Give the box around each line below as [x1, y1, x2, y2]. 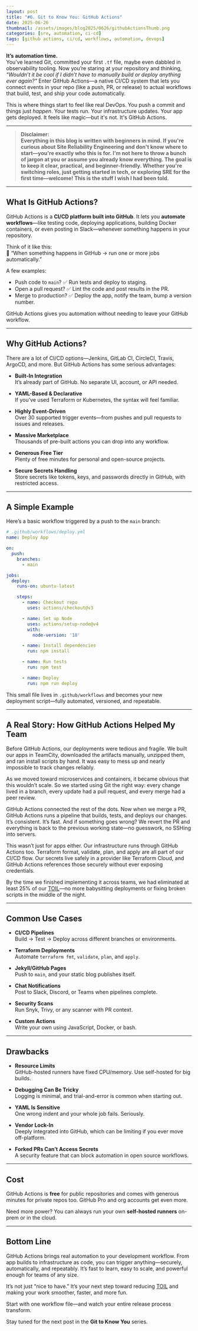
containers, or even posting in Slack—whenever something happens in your [6, 225, 190, 232]
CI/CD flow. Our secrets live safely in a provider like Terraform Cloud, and [6, 854, 184, 861]
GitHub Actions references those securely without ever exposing [6, 861, 163, 868]
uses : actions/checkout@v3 [27, 605, 94, 611]
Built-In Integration [14, 372, 62, 379]
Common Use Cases [6, 913, 82, 923]
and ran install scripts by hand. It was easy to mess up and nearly [6, 758, 165, 765]
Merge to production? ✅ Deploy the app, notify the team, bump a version [14, 291, 192, 299]
